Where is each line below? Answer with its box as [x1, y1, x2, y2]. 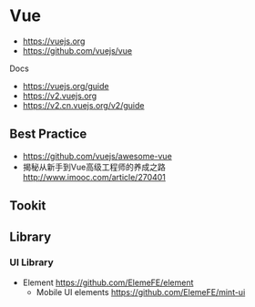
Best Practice [9, 127, 87, 142]
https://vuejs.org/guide [22, 80, 109, 91]
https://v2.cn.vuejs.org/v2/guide [22, 99, 145, 110]
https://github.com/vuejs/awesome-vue [22, 150, 173, 161]
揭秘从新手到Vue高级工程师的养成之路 [22, 161, 166, 172]
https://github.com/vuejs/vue [22, 45, 133, 56]
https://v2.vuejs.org [22, 90, 97, 101]
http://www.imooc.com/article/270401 [22, 171, 167, 182]
